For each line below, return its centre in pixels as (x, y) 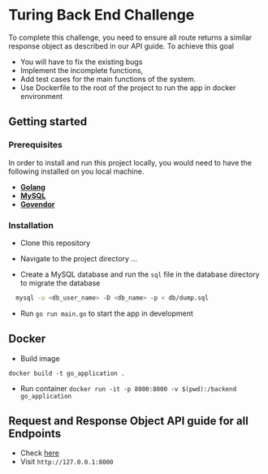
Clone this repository (55, 243)
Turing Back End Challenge (102, 15)
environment (41, 96)
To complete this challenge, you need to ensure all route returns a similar (130, 37)
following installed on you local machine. (76, 171)
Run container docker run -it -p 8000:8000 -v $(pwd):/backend (128, 388)
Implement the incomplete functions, (82, 70)
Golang (33, 187)
